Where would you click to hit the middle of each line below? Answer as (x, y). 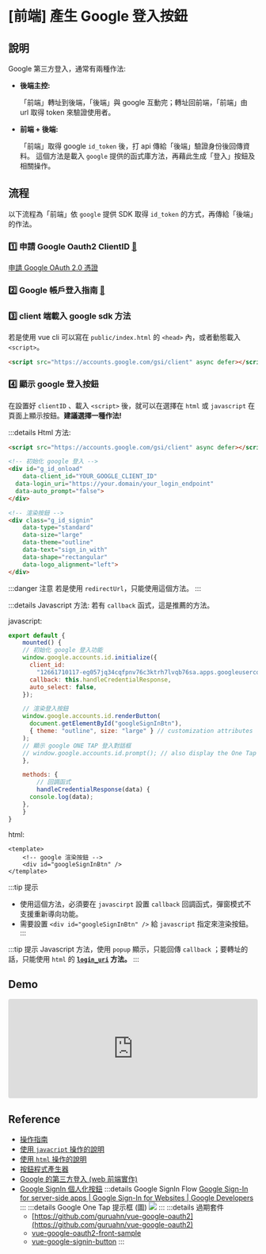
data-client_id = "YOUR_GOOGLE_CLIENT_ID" (90, 477)
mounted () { (42, 643)
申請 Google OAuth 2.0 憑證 (53, 268)
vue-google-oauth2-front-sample (86, 1233)
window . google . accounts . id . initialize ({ (90, 658)
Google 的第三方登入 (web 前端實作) (79, 1179)
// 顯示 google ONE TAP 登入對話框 (77, 746)
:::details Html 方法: (40, 432)
